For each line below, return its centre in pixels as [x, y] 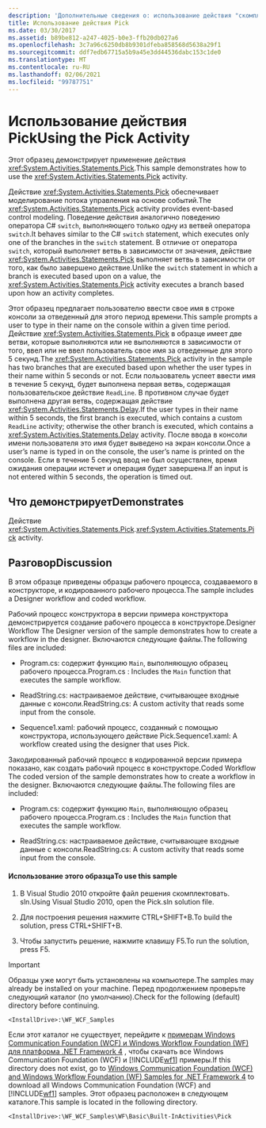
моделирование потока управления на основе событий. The [110, 201]
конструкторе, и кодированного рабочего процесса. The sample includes [131, 591]
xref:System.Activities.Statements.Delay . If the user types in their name [123, 410]
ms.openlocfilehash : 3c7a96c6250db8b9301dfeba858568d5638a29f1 [115, 45]
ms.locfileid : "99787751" [51, 82]
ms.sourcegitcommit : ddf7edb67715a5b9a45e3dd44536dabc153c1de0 [115, 52]
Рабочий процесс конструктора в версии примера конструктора [118, 614]
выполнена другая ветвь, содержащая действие [90, 401]
